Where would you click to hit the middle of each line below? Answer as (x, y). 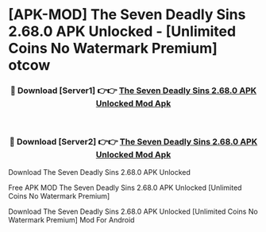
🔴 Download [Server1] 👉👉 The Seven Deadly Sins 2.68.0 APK (133, 91)
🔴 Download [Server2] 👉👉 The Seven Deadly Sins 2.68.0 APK (133, 142)
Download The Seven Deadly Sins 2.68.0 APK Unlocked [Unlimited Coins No (133, 211)
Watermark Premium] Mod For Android (71, 219)
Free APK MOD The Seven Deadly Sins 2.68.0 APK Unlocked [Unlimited (125, 188)
